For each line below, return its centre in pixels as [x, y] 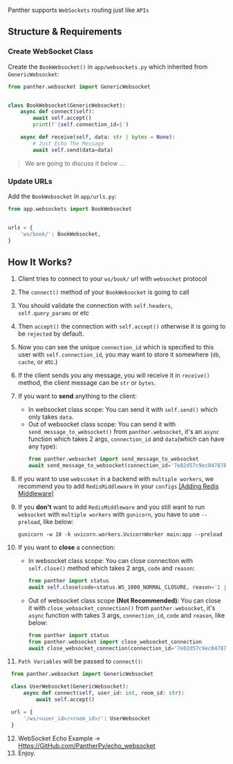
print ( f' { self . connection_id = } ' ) [81, 125]
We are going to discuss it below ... [75, 163]
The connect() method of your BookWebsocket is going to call [103, 292]
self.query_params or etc [53, 313]
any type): [43, 446]
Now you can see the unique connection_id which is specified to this [116, 347]
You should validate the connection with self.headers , [95, 306]
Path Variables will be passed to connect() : [80, 661]
